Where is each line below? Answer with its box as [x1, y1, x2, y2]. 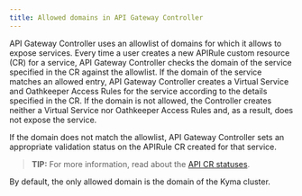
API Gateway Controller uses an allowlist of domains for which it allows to [9, 38, 282, 49]
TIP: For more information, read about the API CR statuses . [31, 158, 251, 169]
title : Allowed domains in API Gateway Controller [9, 13, 204, 22]
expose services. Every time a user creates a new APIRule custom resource [9, 47, 290, 58]
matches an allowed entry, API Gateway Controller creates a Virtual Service [9, 76, 289, 86]
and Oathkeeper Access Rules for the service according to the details [9, 85, 268, 96]
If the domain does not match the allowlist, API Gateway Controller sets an [9, 131, 285, 142]
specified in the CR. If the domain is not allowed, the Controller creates [9, 95, 272, 106]
